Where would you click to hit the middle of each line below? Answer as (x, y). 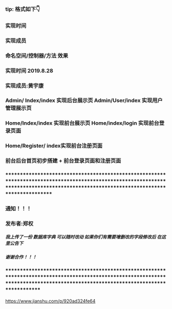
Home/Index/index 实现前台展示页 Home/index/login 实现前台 (82, 123)
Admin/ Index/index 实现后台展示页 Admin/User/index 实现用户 (84, 101)
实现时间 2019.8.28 (29, 70)
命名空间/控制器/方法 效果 (37, 56)
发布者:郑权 (19, 223)
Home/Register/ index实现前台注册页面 (54, 146)
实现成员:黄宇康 (24, 85)
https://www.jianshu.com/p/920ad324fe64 (51, 301)
